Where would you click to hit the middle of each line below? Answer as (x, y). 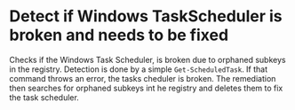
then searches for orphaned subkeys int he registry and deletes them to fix (146, 88)
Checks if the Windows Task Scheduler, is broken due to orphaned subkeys (147, 59)
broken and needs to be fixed (119, 35)
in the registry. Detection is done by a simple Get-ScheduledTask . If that (139, 69)
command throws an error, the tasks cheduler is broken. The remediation (143, 78)
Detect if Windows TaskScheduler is (146, 16)
